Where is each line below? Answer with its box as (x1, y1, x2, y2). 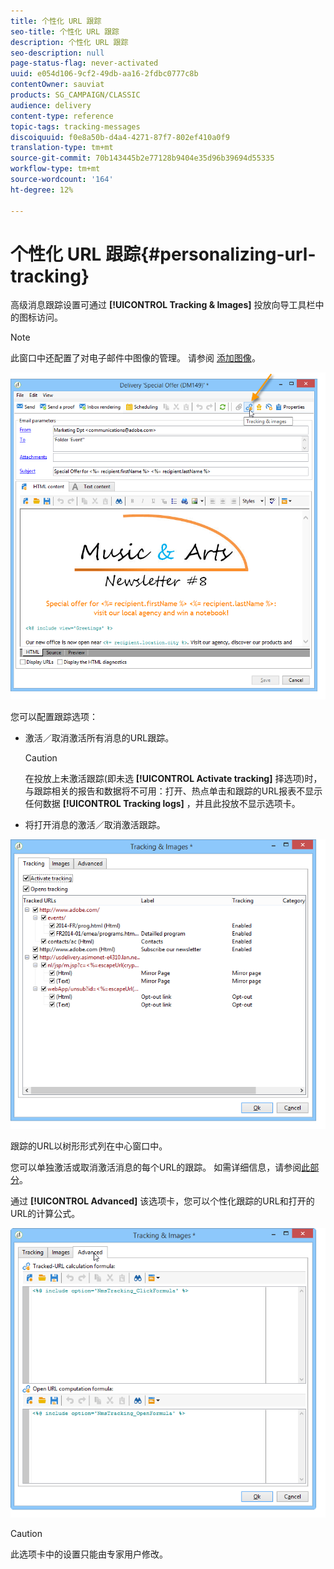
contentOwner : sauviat (10, 80, 105, 90)
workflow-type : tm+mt (10, 164, 101, 174)
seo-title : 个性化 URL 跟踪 (10, 26, 120, 37)
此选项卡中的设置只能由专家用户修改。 (10, 1548, 168, 1560)
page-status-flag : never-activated (10, 58, 159, 69)
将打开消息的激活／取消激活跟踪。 (24, 819, 166, 830)
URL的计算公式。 (10, 1208, 81, 1220)
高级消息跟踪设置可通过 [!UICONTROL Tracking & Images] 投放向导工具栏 (10, 299, 316, 311)
